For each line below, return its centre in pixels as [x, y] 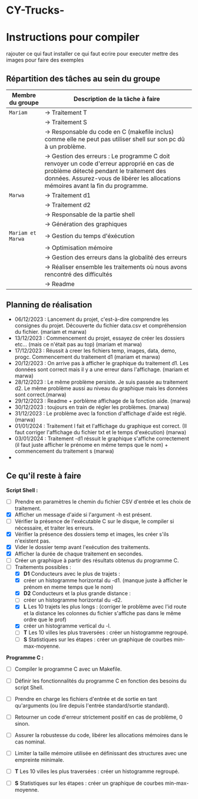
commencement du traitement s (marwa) [64, 451]
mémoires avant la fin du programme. [96, 186]
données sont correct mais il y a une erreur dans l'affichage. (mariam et [102, 369]
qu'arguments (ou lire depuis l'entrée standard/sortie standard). [92, 705]
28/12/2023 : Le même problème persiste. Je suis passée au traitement [101, 382]
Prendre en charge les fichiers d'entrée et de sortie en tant [86, 699]
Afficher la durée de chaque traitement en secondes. [79, 554]
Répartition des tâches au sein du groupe [83, 78]
